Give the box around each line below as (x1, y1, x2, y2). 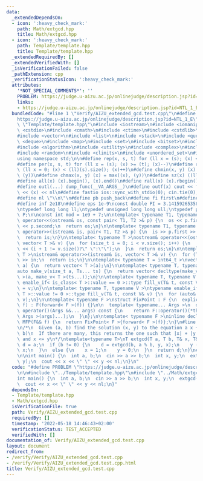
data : (6, 8, 20, 15)
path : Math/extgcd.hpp (17, 25, 74, 32)
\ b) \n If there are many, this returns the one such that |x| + (17, 330, 188, 337)
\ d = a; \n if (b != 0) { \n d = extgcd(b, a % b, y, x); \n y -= (17, 341, 201, 348)
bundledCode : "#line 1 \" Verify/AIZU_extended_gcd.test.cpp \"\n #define (11, 110, 196, 116)
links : (17, 99, 34, 105)
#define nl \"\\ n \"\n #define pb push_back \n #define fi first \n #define (17, 195, 199, 201)
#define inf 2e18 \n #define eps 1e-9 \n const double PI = (17, 201, 161, 207)
